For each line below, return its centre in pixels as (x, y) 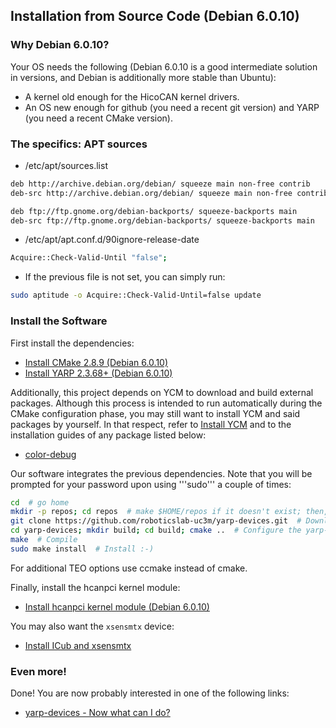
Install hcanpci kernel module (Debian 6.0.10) (117, 606)
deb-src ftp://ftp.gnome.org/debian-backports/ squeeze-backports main (162, 220)
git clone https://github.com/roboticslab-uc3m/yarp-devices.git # (156, 521)
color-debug (50, 454)
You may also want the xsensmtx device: (92, 626)
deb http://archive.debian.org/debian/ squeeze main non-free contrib (160, 184)
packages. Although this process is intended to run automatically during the (166, 403)
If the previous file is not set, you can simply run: (125, 277)
